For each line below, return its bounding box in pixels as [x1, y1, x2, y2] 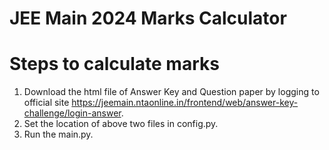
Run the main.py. [23, 128, 94, 141]
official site [23, 97, 70, 109]
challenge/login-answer [23, 107, 122, 119]
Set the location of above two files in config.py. [23, 118, 219, 130]
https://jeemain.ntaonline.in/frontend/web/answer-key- [71, 97, 299, 109]
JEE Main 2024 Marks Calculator [9, 7, 287, 30]
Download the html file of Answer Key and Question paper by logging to [23, 86, 320, 98]
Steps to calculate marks [9, 53, 220, 76]
